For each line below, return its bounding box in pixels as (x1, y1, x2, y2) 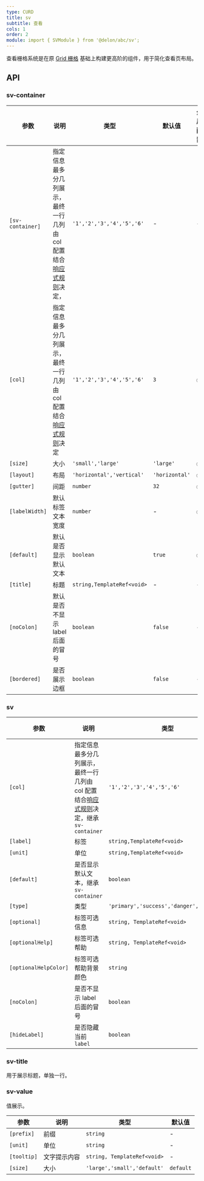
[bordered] (9, 675, 41, 683)
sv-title (6, 1057, 29, 1065)
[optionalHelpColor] (9, 964, 69, 971)
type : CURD (6, 9, 34, 15)
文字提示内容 (43, 1152, 80, 1161)
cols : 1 (6, 26, 26, 32)
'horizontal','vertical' (72, 471, 144, 478)
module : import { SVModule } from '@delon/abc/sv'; (6, 37, 140, 43)
